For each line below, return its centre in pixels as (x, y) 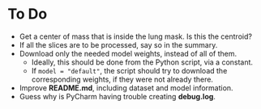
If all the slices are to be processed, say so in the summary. (118, 44)
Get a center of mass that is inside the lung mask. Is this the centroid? (136, 36)
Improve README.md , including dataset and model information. (126, 88)
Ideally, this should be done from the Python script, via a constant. (142, 62)
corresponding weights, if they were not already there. (122, 79)
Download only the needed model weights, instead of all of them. (128, 53)
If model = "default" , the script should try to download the (129, 70)
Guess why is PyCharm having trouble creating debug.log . (118, 96)
